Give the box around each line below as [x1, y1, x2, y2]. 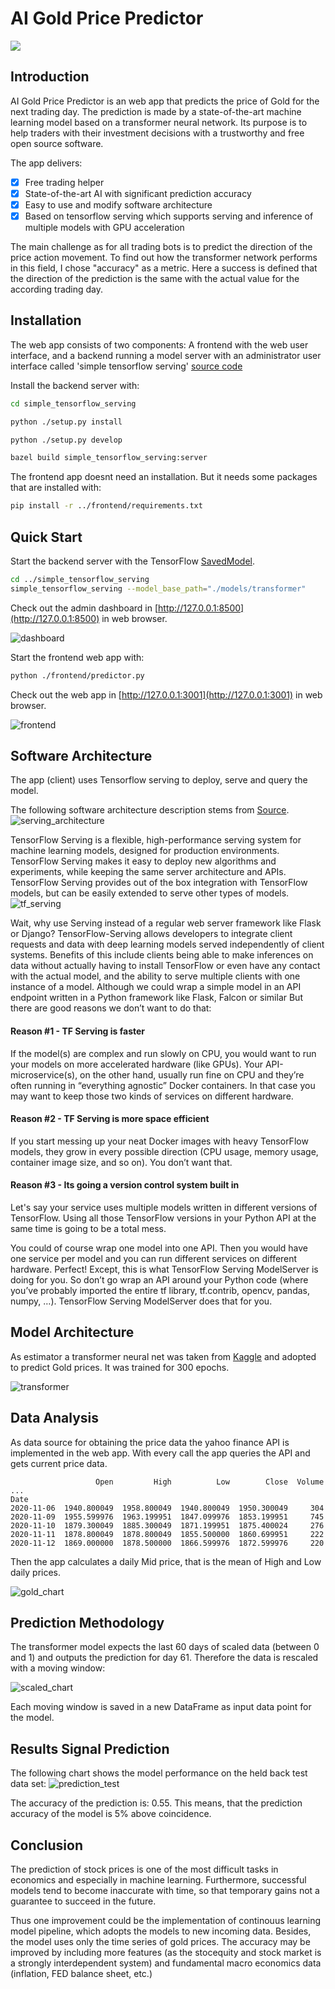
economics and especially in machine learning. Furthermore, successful [10, 1874, 307, 1886]
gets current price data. [10, 1457, 108, 1469]
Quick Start [10, 528, 83, 546]
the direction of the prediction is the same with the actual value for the [10, 273, 300, 284]
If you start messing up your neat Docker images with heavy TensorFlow [10, 1135, 309, 1147]
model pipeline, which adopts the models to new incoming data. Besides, [10, 1925, 312, 1937]
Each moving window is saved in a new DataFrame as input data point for [10, 1701, 312, 1713]
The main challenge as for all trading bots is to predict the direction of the [10, 241, 313, 252]
